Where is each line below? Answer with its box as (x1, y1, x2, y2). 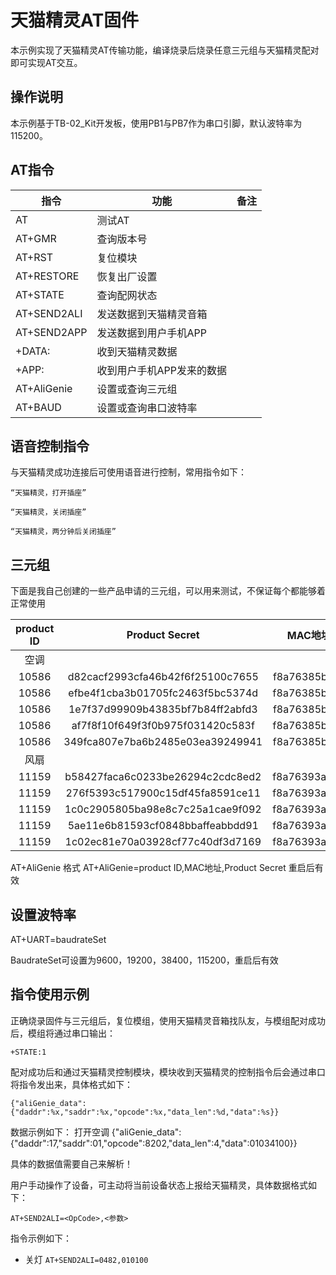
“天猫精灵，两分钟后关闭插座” (10, 527, 117, 537)
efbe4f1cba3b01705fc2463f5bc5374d (68, 686, 259, 700)
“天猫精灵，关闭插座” (10, 507, 87, 518)
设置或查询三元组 (96, 382, 178, 396)
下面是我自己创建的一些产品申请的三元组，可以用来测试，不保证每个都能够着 (10, 585, 326, 597)
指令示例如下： (10, 1232, 72, 1244)
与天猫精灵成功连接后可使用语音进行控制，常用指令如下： (10, 466, 247, 478)
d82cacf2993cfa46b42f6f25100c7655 (67, 670, 259, 684)
